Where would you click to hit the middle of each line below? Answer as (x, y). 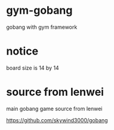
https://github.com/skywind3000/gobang (57, 120)
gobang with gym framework (42, 27)
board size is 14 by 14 (33, 68)
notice (22, 51)
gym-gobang (39, 10)
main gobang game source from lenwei (54, 108)
